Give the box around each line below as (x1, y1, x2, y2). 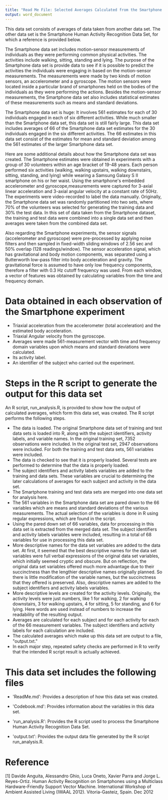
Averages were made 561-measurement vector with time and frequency (12, 339, 161, 345)
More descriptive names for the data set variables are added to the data (12, 542, 161, 548)
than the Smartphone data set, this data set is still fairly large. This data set (5, 120, 159, 126)
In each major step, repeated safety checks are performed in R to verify (12, 644, 160, 650)
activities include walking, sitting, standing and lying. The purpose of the (5, 57, 155, 63)
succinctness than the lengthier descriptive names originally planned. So (12, 569, 162, 575)
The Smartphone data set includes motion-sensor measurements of (5, 46, 145, 52)
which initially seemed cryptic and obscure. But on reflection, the (12, 558, 146, 564)
